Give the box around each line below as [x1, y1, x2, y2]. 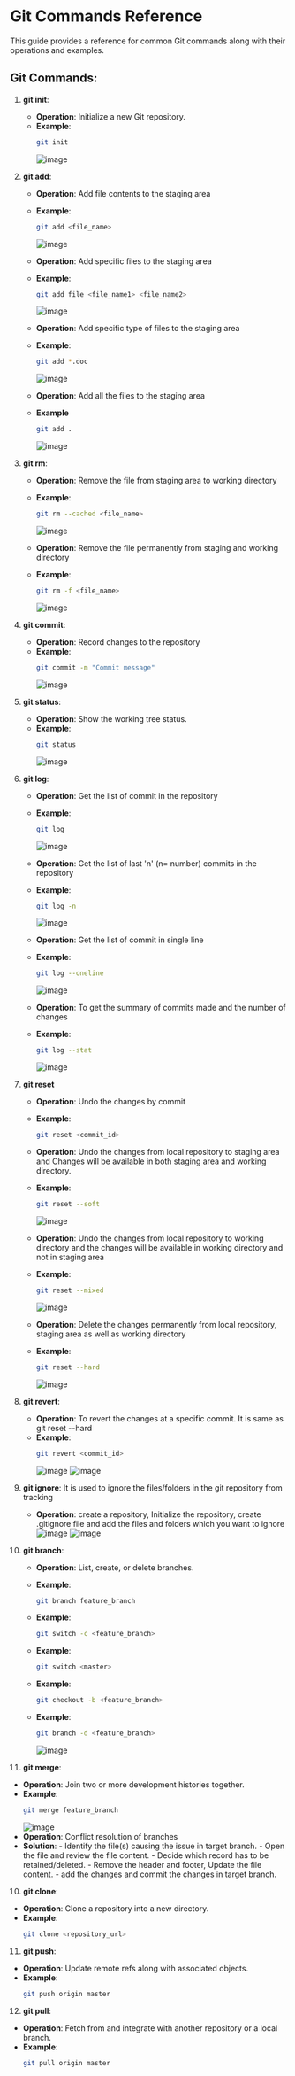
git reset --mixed [35, 1286, 104, 1295]
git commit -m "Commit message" [35, 662, 155, 672]
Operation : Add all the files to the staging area [35, 391, 206, 401]
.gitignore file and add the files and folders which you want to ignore [35, 1518, 285, 1529]
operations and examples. [10, 44, 105, 55]
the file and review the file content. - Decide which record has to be [22, 1849, 269, 1861]
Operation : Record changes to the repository [35, 636, 200, 647]
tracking [22, 1491, 54, 1502]
